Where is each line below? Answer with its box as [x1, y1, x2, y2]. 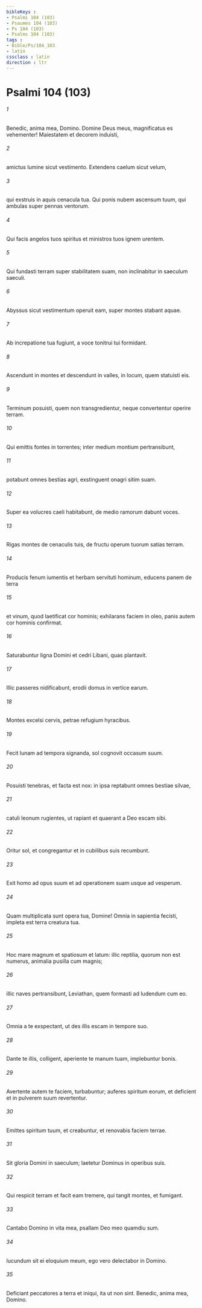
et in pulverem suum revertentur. [6, 1094, 87, 1101]
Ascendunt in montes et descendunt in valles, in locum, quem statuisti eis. [6, 372, 191, 379]
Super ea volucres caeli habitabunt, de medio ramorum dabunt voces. [6, 508, 180, 516]
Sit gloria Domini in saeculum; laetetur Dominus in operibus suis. [6, 1159, 166, 1167]
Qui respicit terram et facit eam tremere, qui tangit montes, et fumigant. [6, 1192, 183, 1199]
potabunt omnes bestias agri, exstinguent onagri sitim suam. [6, 476, 157, 483]
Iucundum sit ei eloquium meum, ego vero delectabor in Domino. [6, 1257, 167, 1264]
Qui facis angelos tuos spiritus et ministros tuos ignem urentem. [6, 235, 165, 242]
